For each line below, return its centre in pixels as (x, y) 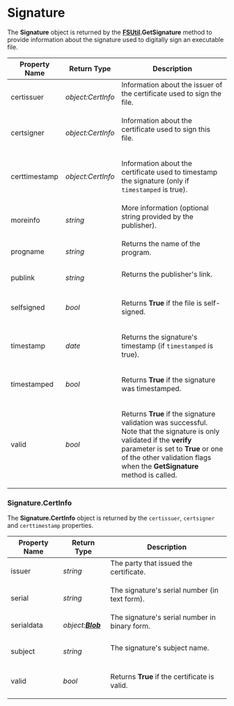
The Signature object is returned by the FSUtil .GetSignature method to (110, 32)
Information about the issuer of (172, 84)
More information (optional (165, 207)
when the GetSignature (160, 466)
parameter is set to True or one (172, 448)
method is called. (149, 475)
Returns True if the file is (162, 303)
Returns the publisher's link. (167, 274)
